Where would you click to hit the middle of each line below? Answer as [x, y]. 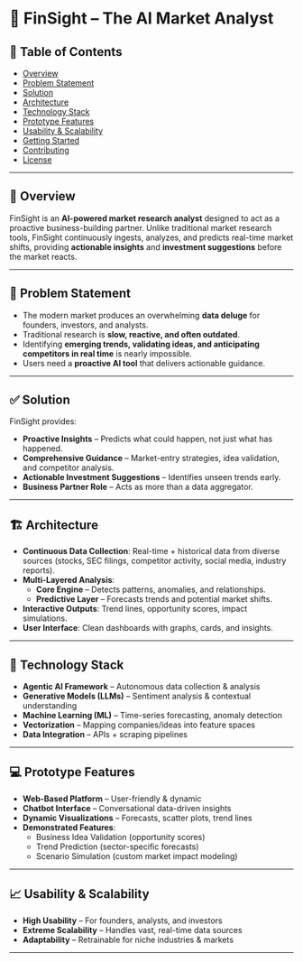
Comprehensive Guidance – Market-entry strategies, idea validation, [151, 458]
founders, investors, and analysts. [85, 325]
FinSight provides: [43, 421]
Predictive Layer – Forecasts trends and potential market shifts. [154, 599]
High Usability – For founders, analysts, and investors [122, 920]
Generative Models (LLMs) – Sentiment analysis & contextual [136, 696]
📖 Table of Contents [66, 52]
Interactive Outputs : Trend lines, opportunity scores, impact [135, 609]
